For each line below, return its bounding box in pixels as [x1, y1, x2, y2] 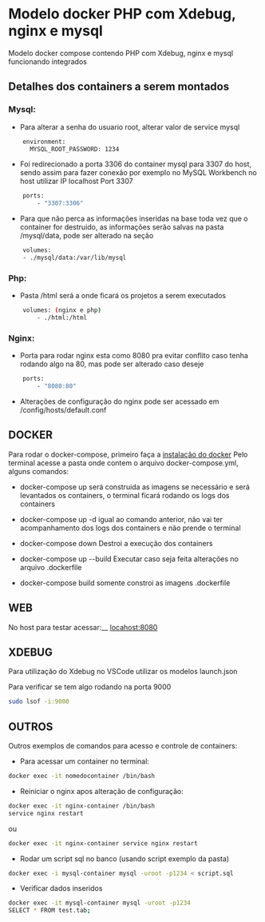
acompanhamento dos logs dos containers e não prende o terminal [19, 523, 241, 533]
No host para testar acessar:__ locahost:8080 [8, 622, 158, 632]
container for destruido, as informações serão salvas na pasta [19, 222, 224, 232]
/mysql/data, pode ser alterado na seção [19, 231, 154, 241]
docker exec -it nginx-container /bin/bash [8, 801, 156, 810]
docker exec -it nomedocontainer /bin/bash [8, 772, 156, 780]
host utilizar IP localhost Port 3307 [19, 177, 133, 186]
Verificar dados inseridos [19, 884, 103, 893]
